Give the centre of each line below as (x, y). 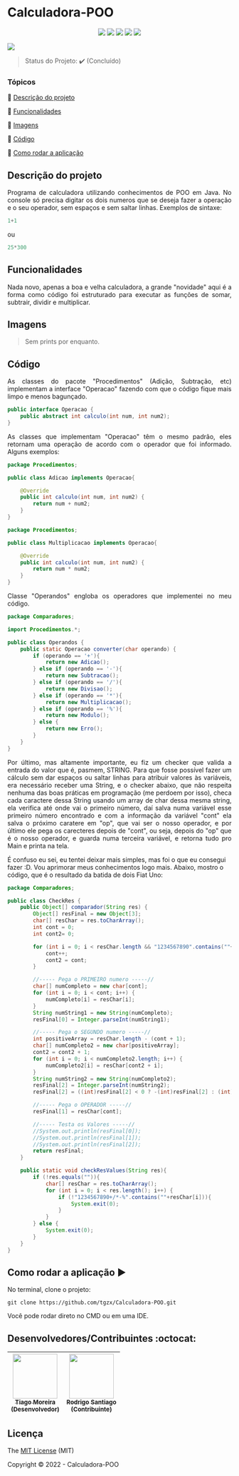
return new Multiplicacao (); (89, 702)
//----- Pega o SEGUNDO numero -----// (92, 1033)
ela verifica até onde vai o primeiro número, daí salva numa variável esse (119, 808)
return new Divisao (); (79, 689)
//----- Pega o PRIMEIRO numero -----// (94, 980)
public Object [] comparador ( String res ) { (84, 908)
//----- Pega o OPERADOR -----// (83, 1105)
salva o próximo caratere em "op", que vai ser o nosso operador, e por (119, 823)
